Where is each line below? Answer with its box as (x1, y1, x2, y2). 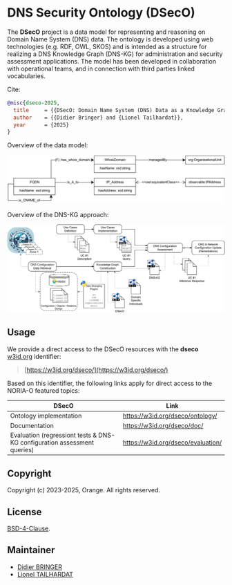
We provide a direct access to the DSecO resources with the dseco (7, 344, 199, 353)
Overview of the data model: (7, 141, 88, 149)
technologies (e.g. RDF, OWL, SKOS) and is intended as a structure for (7, 42, 207, 50)
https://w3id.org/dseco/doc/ (123, 421, 204, 429)
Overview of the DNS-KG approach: (7, 210, 109, 219)
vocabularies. (7, 71, 46, 80)
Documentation (10, 421, 54, 429)
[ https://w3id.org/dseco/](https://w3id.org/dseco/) (23, 365, 168, 374)
